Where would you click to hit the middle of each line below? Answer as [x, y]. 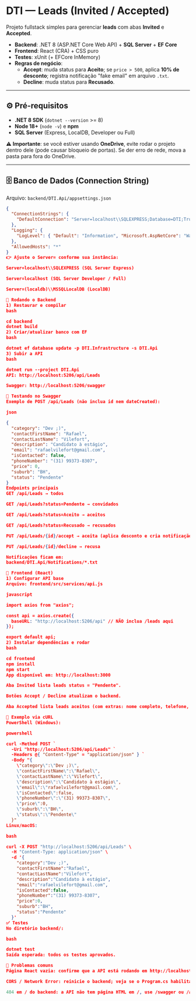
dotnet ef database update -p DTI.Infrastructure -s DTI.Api [82, 349]
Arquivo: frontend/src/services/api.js [55, 584]
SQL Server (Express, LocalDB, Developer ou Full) [75, 132]
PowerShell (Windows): [34, 722]
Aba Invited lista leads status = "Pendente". [64, 686]
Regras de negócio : [38, 63]
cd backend [19, 321]
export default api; [31, 637]
